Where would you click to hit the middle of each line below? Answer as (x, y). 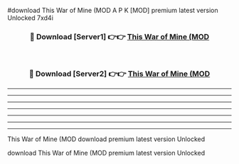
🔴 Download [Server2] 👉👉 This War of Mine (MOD (119, 74)
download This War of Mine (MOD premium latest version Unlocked (106, 153)
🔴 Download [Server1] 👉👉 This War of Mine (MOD (119, 36)
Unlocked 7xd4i (30, 18)
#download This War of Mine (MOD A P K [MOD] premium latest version (113, 10)
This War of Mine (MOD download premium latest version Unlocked (106, 139)
